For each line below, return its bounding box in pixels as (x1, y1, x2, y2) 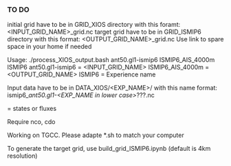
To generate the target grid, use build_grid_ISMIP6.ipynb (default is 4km (7, 145, 211, 153)
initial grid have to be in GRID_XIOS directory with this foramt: (7, 21, 181, 29)
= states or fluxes (7, 105, 57, 113)
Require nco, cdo (7, 118, 56, 126)
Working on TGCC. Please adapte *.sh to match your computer (7, 131, 184, 139)
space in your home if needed (7, 43, 92, 51)
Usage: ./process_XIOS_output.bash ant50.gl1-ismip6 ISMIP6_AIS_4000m (7, 56, 215, 64)
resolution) (7, 152, 38, 160)
